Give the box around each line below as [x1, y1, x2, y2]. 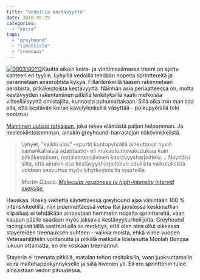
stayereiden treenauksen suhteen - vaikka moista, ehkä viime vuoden [6, 229, 181, 236]
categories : [6, 20, 36, 26]
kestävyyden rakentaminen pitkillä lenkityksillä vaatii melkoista [6, 91, 162, 98]
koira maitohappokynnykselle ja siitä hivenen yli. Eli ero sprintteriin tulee [6, 260, 187, 267]
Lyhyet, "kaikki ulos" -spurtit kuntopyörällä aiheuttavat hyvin [21, 141, 172, 148]
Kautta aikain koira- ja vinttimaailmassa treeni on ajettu [42, 65, 179, 72]
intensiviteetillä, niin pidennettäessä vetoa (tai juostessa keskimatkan [6, 203, 179, 210]
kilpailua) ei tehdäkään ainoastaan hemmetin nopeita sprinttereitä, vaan [6, 209, 185, 217]
